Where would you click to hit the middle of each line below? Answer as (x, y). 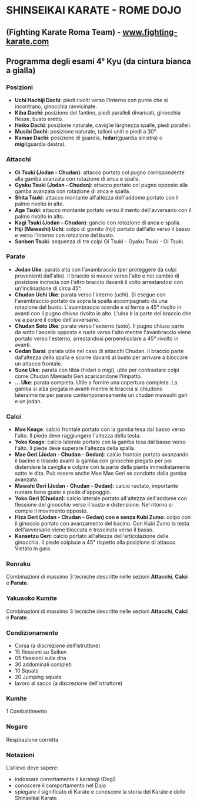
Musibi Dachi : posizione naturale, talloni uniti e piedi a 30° (86, 132)
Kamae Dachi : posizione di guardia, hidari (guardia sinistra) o (89, 138)
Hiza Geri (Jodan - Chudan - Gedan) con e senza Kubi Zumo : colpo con (103, 517)
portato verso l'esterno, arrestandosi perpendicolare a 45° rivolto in (96, 338)
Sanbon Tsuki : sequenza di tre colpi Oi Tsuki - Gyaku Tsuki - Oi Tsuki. (99, 241)
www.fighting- (150, 32)
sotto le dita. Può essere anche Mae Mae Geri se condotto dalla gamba (101, 474)
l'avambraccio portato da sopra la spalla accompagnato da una (91, 301)
